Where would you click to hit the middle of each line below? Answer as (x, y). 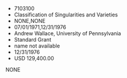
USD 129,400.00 (34, 58)
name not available (37, 46)
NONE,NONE (30, 21)
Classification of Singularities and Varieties (66, 15)
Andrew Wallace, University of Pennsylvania (67, 33)
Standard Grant (32, 40)
